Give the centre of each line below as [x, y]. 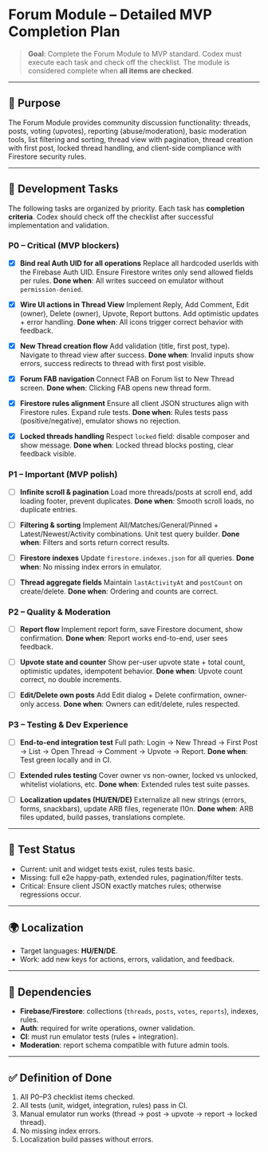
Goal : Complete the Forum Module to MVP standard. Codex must [134, 53]
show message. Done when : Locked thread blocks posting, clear [126, 445]
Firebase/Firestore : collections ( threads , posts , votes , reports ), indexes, [139, 1012]
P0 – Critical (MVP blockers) [64, 246]
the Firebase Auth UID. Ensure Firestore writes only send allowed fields [136, 272]
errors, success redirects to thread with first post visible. [112, 364]
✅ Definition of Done [60, 1077]
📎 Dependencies [50, 992]
